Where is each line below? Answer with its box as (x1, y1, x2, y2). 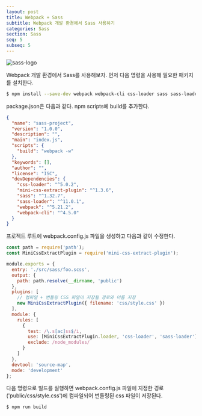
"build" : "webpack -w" (17, 148, 74, 154)
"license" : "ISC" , (11, 170, 58, 176)
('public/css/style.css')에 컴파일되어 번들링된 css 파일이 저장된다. (6, 392, 163, 399)
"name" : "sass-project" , (11, 120, 74, 126)
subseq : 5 (6, 43, 31, 49)
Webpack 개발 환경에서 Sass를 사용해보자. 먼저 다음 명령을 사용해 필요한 (6, 71, 178, 78)
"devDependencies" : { (11, 176, 66, 182)
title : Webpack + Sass (6, 14, 63, 20)
